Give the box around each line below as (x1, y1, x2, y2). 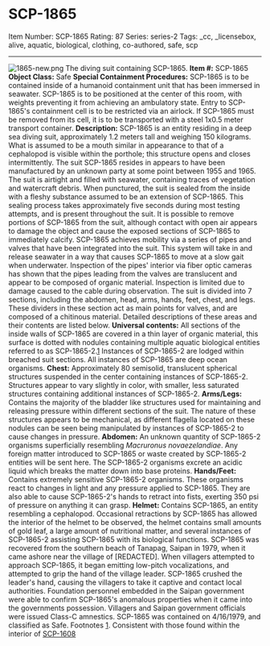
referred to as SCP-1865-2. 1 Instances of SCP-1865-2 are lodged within (8, 346, 244, 356)
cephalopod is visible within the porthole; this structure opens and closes (8, 148, 251, 158)
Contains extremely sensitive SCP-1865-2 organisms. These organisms (8, 474, 243, 484)
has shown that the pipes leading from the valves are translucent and (8, 269, 238, 278)
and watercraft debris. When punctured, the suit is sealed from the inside (8, 183, 251, 193)
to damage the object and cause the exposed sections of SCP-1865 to (8, 226, 240, 235)
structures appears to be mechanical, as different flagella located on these (8, 415, 256, 424)
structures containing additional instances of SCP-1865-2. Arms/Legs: (8, 389, 243, 398)
